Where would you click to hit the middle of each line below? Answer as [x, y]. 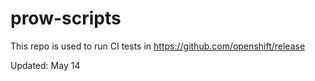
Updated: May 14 [45, 65]
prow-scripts [66, 18]
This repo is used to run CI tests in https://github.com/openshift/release [158, 46]
